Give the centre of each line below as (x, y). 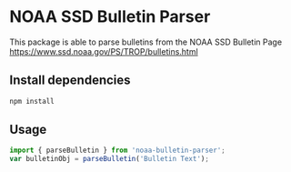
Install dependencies (70, 81)
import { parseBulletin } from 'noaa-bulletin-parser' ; (117, 151)
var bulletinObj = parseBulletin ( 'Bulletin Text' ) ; (109, 159)
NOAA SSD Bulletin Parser (110, 17)
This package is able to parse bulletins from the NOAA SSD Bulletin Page (146, 42)
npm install (32, 101)
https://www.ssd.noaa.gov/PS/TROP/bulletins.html (104, 51)
